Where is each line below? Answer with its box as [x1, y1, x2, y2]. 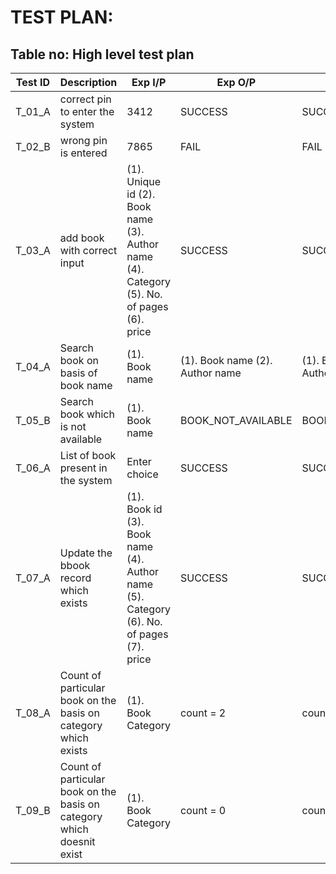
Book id [126, 502, 163, 516]
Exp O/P [216, 76, 257, 89]
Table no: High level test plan [10, 46, 195, 63]
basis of [59, 366, 98, 380]
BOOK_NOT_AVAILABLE [180, 414, 293, 427]
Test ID [15, 76, 50, 89]
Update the [59, 546, 113, 560]
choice [126, 467, 159, 481]
